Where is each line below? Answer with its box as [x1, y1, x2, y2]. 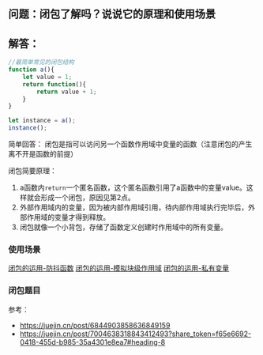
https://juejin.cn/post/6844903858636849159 [19, 320, 171, 330]
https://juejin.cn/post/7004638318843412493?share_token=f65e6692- [19, 329, 251, 338]
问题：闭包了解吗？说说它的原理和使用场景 [8, 7, 216, 21]
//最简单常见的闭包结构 [8, 59, 75, 66]
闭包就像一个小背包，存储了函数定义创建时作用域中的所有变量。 [19, 222, 227, 232]
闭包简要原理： [8, 166, 57, 176]
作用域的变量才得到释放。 [26, 213, 111, 222]
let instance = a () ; [8, 117, 77, 125]
